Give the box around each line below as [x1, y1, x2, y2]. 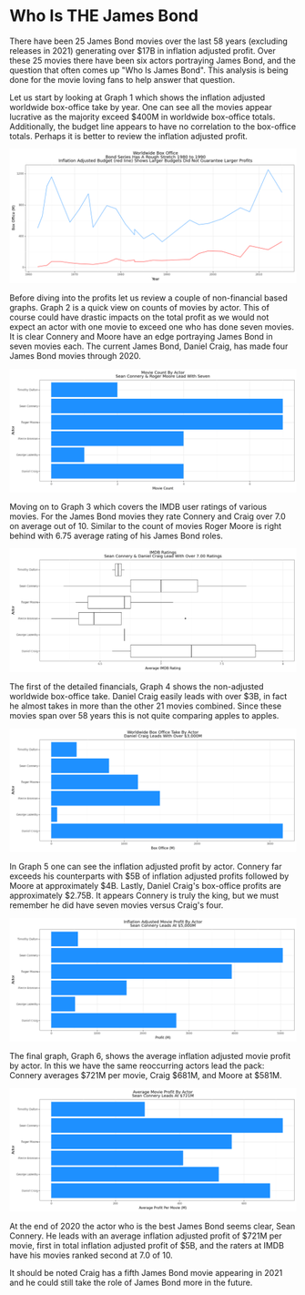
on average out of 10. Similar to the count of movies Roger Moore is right [9, 521, 282, 532]
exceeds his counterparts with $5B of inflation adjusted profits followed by [9, 871, 290, 882]
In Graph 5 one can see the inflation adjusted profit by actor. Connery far [9, 862, 282, 872]
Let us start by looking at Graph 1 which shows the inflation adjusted [9, 92, 266, 103]
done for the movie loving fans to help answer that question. [9, 74, 235, 85]
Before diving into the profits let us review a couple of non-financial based [9, 292, 289, 303]
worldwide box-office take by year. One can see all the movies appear [9, 101, 272, 112]
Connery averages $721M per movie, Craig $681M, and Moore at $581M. [9, 1070, 282, 1081]
